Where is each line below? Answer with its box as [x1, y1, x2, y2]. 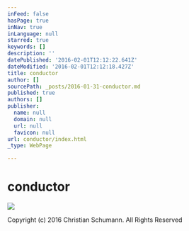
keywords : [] [7, 43, 46, 50]
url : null [13, 122, 42, 130]
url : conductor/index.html [7, 135, 87, 142]
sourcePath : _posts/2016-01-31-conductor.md [7, 83, 141, 90]
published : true [7, 89, 55, 96]
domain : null [13, 115, 52, 123]
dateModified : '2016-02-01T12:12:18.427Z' [7, 63, 134, 70]
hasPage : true [7, 17, 50, 24]
